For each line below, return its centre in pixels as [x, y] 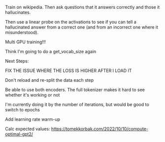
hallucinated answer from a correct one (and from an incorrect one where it [82, 27]
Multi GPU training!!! [25, 42]
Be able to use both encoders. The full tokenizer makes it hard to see [75, 90]
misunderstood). [22, 32]
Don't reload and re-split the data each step [49, 80]
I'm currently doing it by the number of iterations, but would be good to [77, 105]
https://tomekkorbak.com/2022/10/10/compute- [100, 129]
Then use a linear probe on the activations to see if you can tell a [71, 22]
